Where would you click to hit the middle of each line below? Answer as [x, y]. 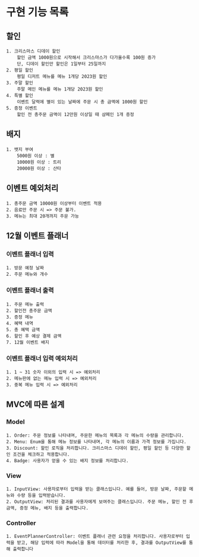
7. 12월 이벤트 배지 [28, 342]
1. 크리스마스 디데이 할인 [33, 51]
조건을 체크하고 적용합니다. [41, 454]
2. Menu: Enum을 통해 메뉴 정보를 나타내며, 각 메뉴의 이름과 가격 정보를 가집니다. [97, 441]
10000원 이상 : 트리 [39, 162]
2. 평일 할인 [20, 70]
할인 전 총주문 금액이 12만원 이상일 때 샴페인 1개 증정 [76, 114]
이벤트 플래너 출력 [30, 291]
